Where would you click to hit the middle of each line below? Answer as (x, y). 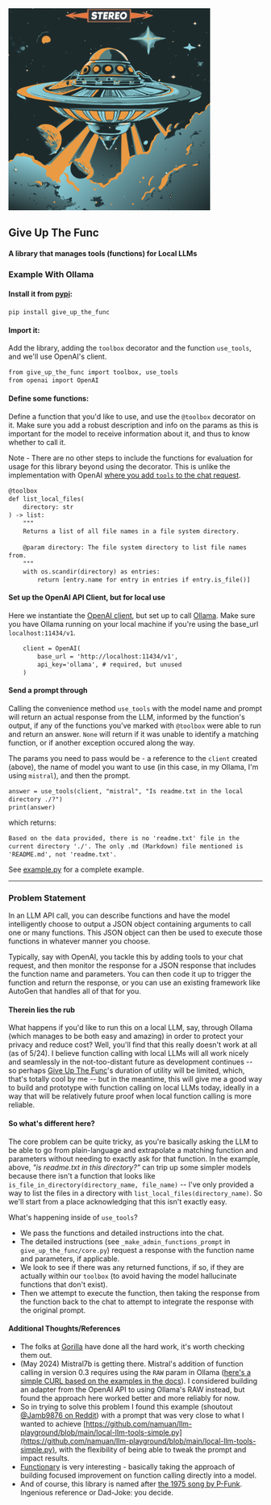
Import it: (24, 330)
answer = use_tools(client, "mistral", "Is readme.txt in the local (126, 791)
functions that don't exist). (64, 1284)
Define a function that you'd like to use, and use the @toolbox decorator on (132, 416)
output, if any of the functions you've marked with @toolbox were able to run (135, 725)
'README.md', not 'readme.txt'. (63, 854)
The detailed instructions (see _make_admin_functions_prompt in (125, 1241)
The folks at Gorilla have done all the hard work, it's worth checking (132, 1346)
